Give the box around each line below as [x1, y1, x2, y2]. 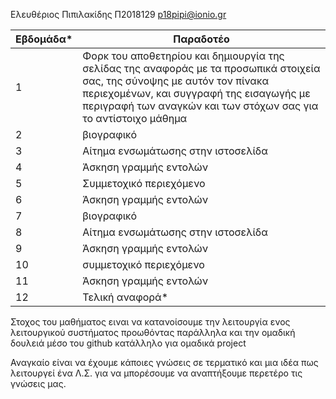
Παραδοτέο [173, 32, 230, 46]
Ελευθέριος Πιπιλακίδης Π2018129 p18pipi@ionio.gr [10, 9, 227, 20]
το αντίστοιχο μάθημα [82, 112, 188, 125]
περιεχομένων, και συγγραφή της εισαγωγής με [82, 87, 311, 100]
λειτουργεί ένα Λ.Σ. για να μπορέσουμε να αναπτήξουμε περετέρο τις [10, 367, 303, 379]
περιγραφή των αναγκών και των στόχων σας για [82, 99, 319, 113]
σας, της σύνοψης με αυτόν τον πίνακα [82, 74, 270, 88]
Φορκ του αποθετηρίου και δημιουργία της [82, 49, 285, 63]
